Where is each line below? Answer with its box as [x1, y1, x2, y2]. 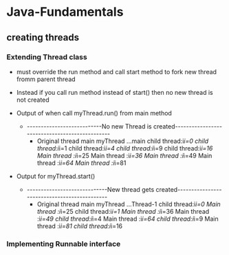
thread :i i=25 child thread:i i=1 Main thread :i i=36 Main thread [36, 207, 210, 215]
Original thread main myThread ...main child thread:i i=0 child [36, 137, 209, 145]
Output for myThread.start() [16, 172, 96, 180]
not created [16, 96, 50, 104]
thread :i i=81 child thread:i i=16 [36, 221, 123, 230]
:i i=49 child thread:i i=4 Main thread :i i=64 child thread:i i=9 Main [36, 214, 219, 223]
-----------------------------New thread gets [26, 185, 155, 193]
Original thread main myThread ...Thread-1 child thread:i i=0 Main [36, 200, 221, 208]
